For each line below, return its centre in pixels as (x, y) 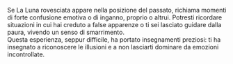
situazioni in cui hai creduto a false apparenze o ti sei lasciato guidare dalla (114, 25)
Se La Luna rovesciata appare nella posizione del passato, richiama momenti (117, 10)
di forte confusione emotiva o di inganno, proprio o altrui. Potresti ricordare (115, 17)
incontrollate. (26, 54)
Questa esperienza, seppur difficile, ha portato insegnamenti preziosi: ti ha (114, 40)
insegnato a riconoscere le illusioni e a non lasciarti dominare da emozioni (113, 47)
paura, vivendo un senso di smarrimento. (66, 32)
